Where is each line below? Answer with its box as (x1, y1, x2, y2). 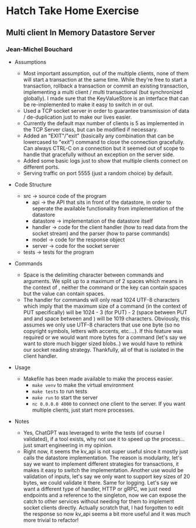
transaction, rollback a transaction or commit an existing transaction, (23, 82, 189, 89)
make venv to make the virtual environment (32, 381, 134, 388)
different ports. (23, 163, 60, 170)
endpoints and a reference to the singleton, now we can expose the (23, 492, 186, 499)
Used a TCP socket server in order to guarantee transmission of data (23, 107, 190, 114)
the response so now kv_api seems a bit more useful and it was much (23, 510, 191, 517)
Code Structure (14, 181, 52, 188)
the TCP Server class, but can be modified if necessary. (23, 126, 158, 133)
